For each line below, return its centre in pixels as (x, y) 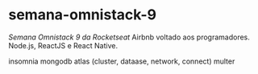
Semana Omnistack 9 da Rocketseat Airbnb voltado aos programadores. (129, 37)
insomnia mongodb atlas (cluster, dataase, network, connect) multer (122, 61)
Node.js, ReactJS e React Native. (63, 45)
